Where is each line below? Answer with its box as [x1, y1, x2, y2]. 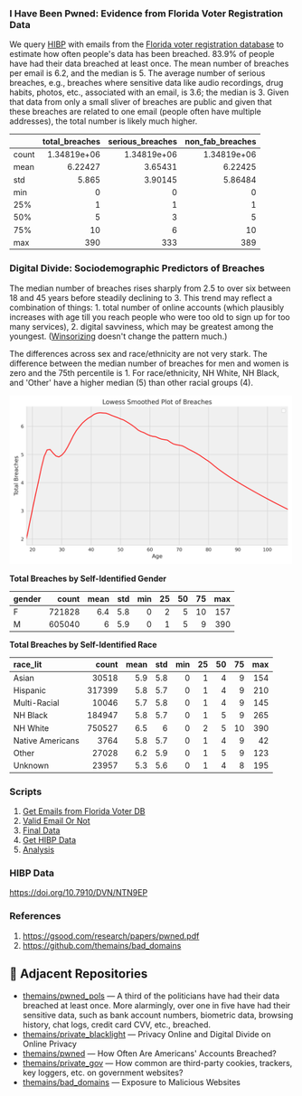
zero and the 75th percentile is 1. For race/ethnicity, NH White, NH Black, [9, 367, 280, 378]
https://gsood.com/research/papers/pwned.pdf [22, 930, 200, 941]
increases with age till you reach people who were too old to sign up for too [9, 311, 291, 323]
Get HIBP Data [22, 835, 77, 846]
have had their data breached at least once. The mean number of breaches [9, 58, 289, 70]
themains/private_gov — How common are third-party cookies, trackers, [22, 1057, 293, 1068]
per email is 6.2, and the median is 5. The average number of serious [9, 68, 266, 79]
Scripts [9, 785, 42, 798]
